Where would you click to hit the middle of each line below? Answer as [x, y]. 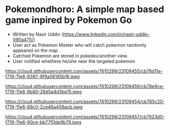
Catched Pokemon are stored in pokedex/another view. [70, 56]
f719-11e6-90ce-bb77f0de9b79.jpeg [43, 122]
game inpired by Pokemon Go [69, 20]
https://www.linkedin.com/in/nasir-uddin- [107, 34]
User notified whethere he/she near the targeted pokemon [74, 61]
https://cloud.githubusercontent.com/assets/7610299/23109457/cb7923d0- [85, 117]
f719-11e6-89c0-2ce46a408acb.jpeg [44, 107]
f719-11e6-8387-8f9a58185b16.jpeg [42, 76]
